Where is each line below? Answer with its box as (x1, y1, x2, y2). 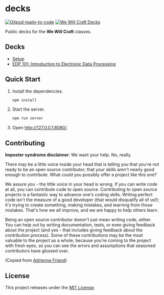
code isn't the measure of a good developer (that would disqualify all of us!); (5, 197, 160, 203)
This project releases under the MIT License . (5, 284, 95, 290)
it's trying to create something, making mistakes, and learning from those (5, 202, 153, 208)
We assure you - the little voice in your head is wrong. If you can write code (5, 182, 158, 187)
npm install (12, 97, 37, 103)
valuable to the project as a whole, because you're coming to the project (5, 238, 151, 244)
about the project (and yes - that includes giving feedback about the (5, 227, 143, 233)
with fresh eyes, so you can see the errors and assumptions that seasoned (5, 243, 156, 249)
